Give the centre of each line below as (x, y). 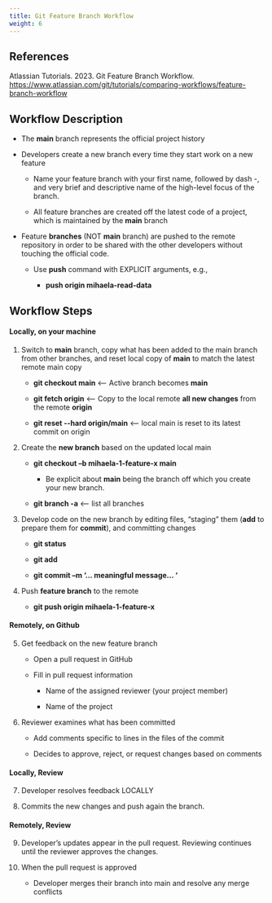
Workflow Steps (51, 311)
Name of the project (79, 706)
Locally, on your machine (53, 331)
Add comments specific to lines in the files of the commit (129, 738)
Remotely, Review (40, 825)
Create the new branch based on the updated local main (116, 447)
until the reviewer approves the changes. (90, 852)
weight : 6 (26, 24)
